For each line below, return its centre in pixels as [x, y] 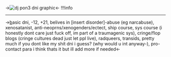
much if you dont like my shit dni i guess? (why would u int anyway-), [78, 44]
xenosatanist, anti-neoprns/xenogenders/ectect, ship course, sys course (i [84, 27]
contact [13, 49]
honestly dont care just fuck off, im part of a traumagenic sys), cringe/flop [83, 33]
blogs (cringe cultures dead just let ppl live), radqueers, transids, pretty [80, 38]
